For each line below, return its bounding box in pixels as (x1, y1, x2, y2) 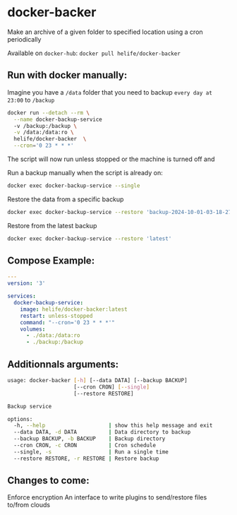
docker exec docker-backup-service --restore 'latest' (7, 235, 172, 242)
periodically (7, 35, 42, 43)
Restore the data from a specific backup (7, 195, 124, 203)
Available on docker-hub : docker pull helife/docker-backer (7, 49, 181, 57)
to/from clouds (7, 501, 51, 509)
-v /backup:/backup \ (13, 122, 78, 129)
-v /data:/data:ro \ (13, 129, 74, 136)
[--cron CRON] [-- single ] (73, 383, 150, 391)
